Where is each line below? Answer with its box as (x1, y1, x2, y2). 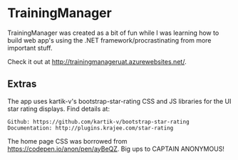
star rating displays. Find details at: (7, 105, 110, 113)
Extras (7, 78, 37, 90)
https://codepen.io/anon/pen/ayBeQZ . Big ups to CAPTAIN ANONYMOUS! (7, 144, 224, 153)
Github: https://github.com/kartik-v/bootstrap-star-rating (7, 118, 190, 125)
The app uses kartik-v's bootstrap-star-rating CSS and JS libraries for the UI (7, 97, 232, 105)
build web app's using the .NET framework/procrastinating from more (7, 36, 212, 44)
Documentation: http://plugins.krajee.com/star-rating (7, 124, 174, 132)
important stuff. (7, 43, 53, 52)
